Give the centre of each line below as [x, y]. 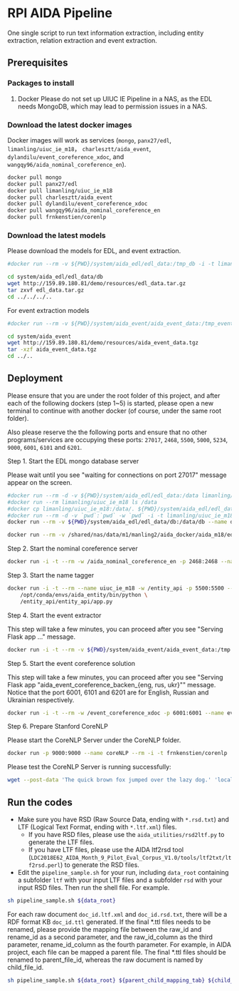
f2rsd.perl [44, 865]
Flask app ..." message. [42, 637]
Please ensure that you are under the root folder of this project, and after [114, 395]
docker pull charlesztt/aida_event [60, 197]
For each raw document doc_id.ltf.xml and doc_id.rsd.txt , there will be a [117, 914]
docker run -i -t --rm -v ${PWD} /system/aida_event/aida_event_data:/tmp [119, 649]
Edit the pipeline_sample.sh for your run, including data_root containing [123, 872]
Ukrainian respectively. [41, 699]
